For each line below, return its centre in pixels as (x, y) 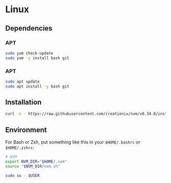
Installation (23, 102)
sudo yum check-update (29, 53)
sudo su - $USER (22, 175)
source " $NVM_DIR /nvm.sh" (33, 166)
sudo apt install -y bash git (37, 86)
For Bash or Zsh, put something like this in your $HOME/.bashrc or (73, 142)
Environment (26, 130)
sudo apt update (22, 82)
